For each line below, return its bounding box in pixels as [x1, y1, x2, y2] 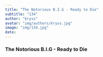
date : [5, 30, 16, 35]
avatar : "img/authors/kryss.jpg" [5, 20, 73, 26]
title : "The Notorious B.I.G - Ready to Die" [5, 7, 99, 12]
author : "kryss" [5, 16, 38, 21]
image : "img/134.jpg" [5, 25, 49, 30]
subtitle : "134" [5, 12, 38, 17]
